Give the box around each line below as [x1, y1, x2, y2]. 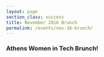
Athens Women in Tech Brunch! [6, 45, 99, 53]
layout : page [6, 8, 38, 15]
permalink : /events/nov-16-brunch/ [6, 25, 93, 31]
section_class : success [6, 14, 65, 20]
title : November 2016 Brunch [6, 19, 78, 25]
